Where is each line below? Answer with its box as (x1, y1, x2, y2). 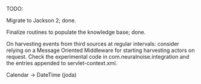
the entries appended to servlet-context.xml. (6, 60, 118, 66)
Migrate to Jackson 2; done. (6, 17, 77, 24)
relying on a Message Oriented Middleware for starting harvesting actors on (6, 47, 195, 54)
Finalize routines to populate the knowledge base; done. (6, 28, 146, 36)
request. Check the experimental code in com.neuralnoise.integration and (6, 53, 190, 60)
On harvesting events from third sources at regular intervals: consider (6, 40, 179, 47)
